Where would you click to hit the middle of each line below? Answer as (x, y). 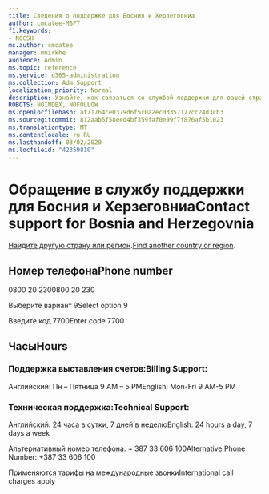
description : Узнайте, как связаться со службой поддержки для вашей (127, 98)
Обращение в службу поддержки (126, 189)
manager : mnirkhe (37, 53)
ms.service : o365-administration (64, 75)
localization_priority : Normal (60, 90)
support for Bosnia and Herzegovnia (131, 223)
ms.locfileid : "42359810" (51, 150)
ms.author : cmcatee (41, 46)
